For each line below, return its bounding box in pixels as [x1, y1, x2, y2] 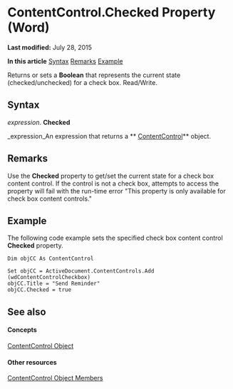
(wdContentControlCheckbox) [7, 274, 91, 281]
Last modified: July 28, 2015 [7, 43, 93, 51]
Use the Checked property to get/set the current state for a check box [7, 171, 214, 180]
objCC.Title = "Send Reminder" [7, 280, 100, 288]
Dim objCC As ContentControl [7, 255, 94, 263]
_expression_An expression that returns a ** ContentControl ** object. [7, 131, 212, 140]
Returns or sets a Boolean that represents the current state [7, 71, 181, 79]
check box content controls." [7, 194, 93, 203]
